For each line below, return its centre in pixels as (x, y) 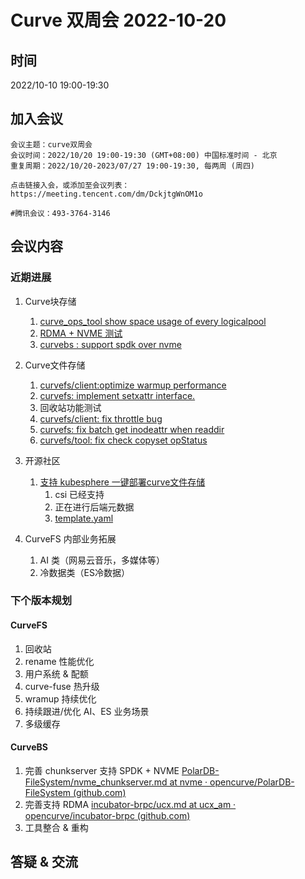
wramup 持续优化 (60, 698)
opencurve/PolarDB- (252, 782)
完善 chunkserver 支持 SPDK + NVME (102, 770)
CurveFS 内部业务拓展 (70, 538)
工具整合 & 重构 (56, 827)
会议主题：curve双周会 (51, 144)
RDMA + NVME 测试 (81, 333)
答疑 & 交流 (44, 862)
